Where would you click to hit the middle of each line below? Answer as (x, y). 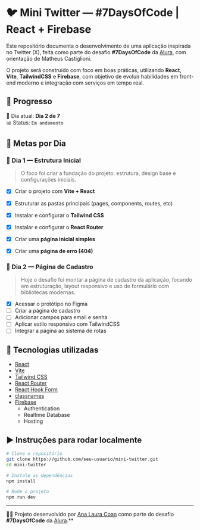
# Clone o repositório (34, 454)
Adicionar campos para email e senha (61, 317)
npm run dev (21, 497)
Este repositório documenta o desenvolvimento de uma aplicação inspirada (99, 46)
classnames (29, 396)
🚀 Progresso (29, 102)
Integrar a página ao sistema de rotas (60, 331)
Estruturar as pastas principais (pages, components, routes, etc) (94, 203)
